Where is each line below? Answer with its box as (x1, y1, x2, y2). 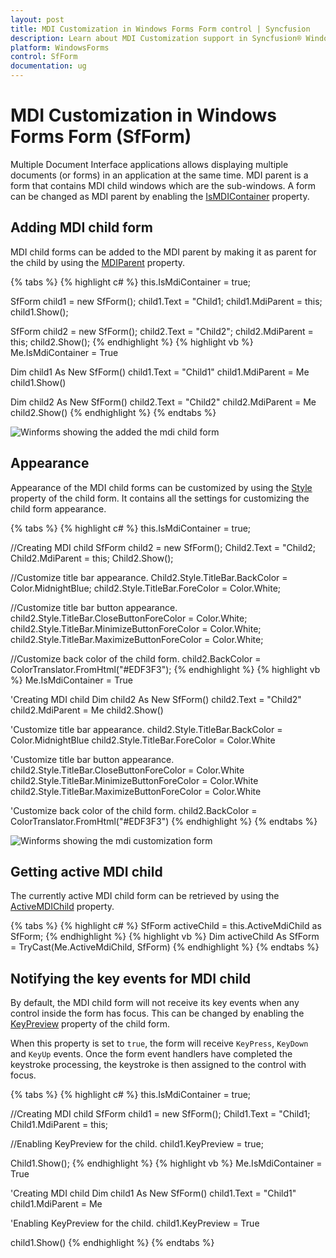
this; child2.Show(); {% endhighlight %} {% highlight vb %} (10, 336, 254, 348)
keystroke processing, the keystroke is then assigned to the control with (10, 1059, 307, 1071)
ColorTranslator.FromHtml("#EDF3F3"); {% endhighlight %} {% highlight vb (10, 663, 321, 675)
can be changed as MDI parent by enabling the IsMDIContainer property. (10, 190, 310, 202)
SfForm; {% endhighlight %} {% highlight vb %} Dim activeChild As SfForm (10, 931, 320, 943)
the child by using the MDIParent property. (10, 256, 186, 268)
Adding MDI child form (10, 219, 153, 236)
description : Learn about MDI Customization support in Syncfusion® (10, 33, 302, 43)
